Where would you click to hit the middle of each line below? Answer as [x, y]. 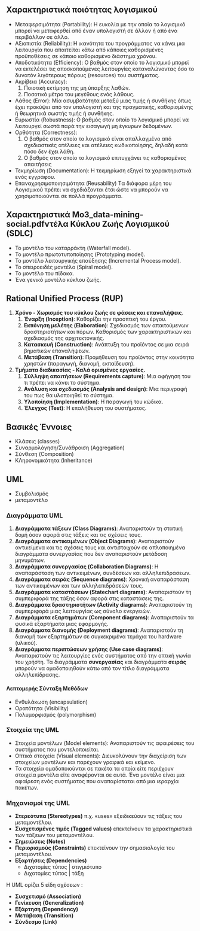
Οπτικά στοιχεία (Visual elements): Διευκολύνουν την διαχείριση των [101, 756]
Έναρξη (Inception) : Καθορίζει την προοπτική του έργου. [95, 319]
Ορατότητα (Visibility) [42, 708]
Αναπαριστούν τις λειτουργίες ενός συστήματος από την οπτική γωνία [103, 656]
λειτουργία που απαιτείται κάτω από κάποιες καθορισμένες [89, 50]
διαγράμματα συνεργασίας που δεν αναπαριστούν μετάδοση [91, 554]
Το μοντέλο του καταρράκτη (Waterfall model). [73, 248]
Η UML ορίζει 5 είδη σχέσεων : [44, 885]
